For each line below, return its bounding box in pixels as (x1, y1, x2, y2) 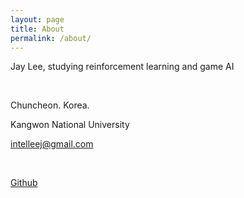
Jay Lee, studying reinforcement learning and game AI (10, 61, 235, 73)
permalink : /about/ (10, 33, 92, 43)
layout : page (10, 14, 65, 25)
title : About (10, 24, 65, 34)
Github (10, 177, 38, 189)
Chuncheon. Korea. (10, 99, 90, 111)
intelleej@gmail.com (10, 138, 94, 150)
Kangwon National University (10, 119, 130, 131)
